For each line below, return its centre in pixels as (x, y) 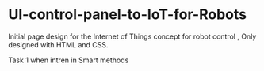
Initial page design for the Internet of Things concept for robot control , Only (132, 36)
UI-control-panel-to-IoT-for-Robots (128, 15)
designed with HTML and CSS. (58, 44)
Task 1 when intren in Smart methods (69, 60)
